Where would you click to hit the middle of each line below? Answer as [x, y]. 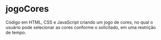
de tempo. [16, 32]
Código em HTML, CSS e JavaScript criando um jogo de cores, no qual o [79, 22]
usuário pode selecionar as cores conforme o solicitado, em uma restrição [81, 27]
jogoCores [27, 9]
